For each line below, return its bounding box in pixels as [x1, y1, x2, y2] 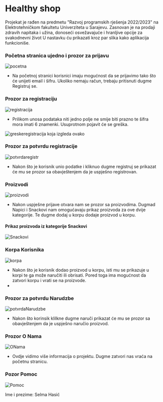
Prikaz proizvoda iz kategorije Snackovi [5, 223, 87, 229]
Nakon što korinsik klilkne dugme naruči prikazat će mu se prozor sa [12, 315, 150, 321]
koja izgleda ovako [47, 131, 85, 137]
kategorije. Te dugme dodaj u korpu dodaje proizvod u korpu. [12, 212, 136, 218]
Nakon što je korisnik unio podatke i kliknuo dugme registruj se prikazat [12, 164, 157, 169]
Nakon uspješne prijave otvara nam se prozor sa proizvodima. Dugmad [12, 202, 156, 208]
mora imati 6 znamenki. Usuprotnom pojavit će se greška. [12, 121, 129, 127]
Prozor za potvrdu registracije [5, 143, 78, 150]
